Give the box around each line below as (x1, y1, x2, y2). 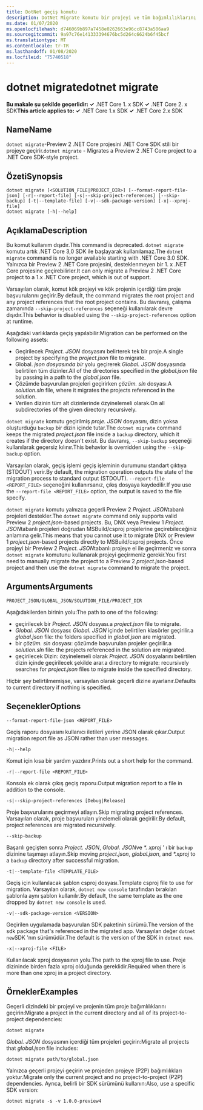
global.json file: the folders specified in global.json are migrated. (15, 633, 176, 640)
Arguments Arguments (6, 581, 93, 592)
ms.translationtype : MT (6, 37, 67, 43)
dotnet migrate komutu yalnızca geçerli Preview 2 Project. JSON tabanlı (6, 506, 185, 513)
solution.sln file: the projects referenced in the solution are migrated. (15, 646, 186, 653)
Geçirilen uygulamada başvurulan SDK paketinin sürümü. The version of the (6, 921, 194, 928)
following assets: (6, 336, 48, 343)
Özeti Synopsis (6, 171, 63, 181)
